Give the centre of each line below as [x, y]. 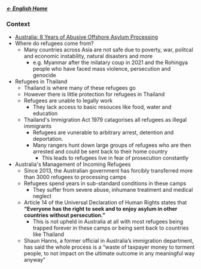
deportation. [48, 139]
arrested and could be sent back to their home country [100, 152]
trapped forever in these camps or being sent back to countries [111, 228]
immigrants [38, 126]
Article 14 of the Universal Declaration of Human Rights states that [105, 202]
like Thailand [48, 234]
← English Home [27, 8]
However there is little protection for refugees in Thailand [94, 94]
